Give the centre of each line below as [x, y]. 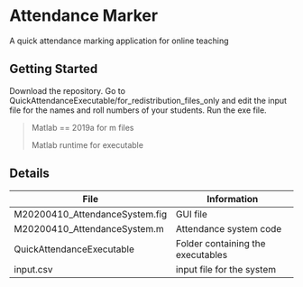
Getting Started [54, 69]
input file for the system [226, 269]
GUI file [191, 214]
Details [29, 174]
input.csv [33, 269]
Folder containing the [220, 243]
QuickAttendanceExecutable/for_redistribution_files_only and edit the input [148, 100]
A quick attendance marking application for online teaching [119, 41]
